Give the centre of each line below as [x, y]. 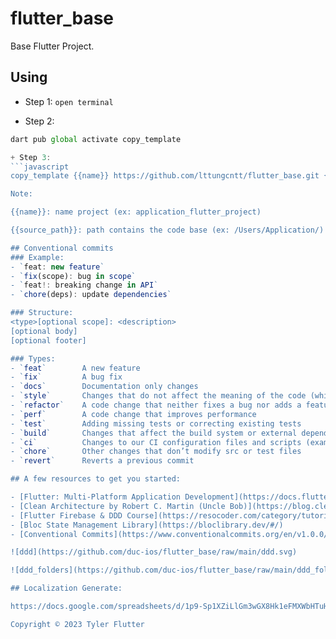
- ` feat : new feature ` [57, 267]
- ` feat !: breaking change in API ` [84, 285]
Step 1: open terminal [69, 101]
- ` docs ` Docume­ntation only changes [104, 387]
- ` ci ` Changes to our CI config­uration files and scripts [156, 442]
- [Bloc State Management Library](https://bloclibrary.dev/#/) [147, 525]
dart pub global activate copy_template [96, 139]
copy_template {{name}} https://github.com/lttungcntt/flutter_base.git [165, 176]
